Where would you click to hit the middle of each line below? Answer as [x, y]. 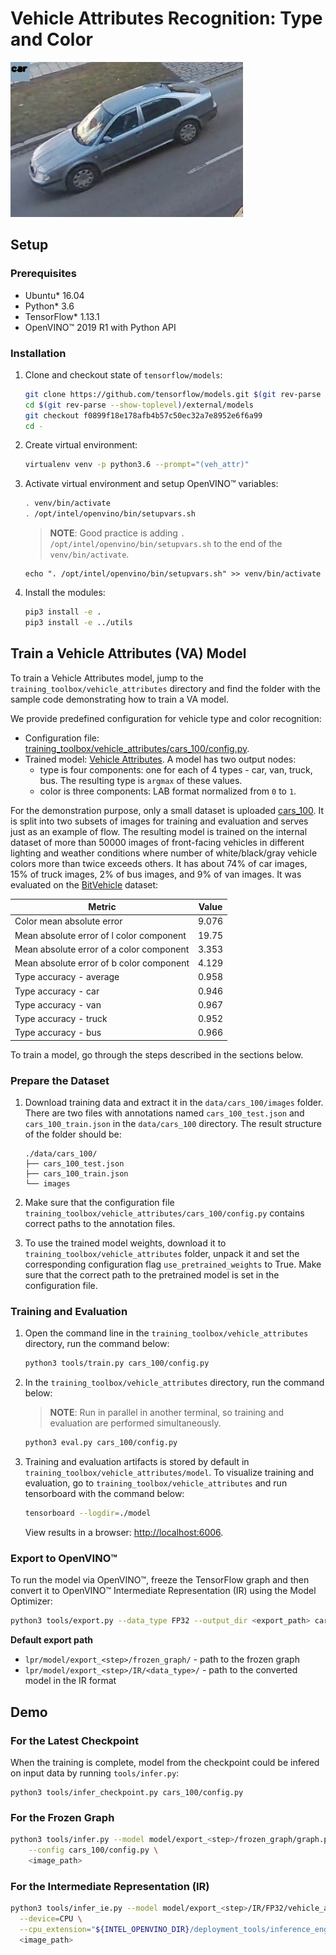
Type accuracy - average [67, 977]
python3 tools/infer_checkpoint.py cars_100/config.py [127, 1792]
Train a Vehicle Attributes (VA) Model [128, 653]
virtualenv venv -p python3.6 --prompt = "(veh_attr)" [137, 465]
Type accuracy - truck [61, 1019]
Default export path [52, 1640]
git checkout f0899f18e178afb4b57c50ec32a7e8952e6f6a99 [143, 415]
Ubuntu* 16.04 [54, 295]
